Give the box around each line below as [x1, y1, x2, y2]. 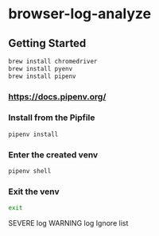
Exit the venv [8, 186, 60, 197]
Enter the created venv [8, 149, 99, 160]
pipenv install [8, 130, 59, 138]
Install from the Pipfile [8, 112, 95, 123]
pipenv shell [8, 168, 52, 176]
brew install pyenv [8, 64, 73, 72]
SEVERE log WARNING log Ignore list [8, 219, 129, 228]
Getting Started [8, 37, 87, 50]
